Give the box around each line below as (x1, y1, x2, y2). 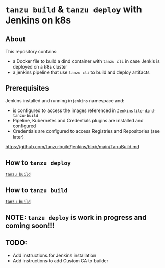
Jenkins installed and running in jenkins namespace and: (5, 97, 125, 103)
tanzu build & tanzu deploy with (5, 4, 142, 15)
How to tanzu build (5, 186, 68, 195)
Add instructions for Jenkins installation (12, 252, 96, 258)
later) (12, 133, 25, 140)
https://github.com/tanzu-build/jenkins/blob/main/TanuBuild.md (5, 143, 139, 149)
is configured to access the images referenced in (12, 107, 116, 114)
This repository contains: (5, 49, 58, 54)
